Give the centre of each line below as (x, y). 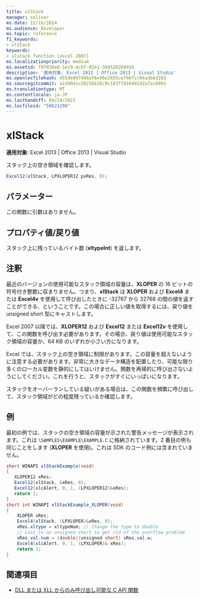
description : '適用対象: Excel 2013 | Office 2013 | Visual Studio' (91, 73)
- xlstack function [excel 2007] (48, 56)
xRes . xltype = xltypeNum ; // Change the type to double (88, 527)
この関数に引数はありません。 (43, 212)
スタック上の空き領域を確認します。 (50, 165)
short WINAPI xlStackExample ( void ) (50, 466)
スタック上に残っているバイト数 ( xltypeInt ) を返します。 (75, 248)
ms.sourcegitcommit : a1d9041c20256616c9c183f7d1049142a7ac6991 (86, 84)
